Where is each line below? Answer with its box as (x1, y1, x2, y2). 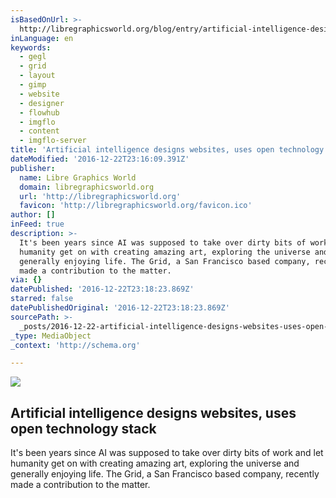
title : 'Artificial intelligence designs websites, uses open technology (10, 145, 325, 155)
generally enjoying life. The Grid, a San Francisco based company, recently (10, 468, 320, 480)
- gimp (19, 80, 47, 90)
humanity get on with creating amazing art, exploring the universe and (10, 457, 300, 470)
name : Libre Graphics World (19, 172, 137, 183)
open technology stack (10, 420, 157, 437)
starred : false (10, 294, 74, 304)
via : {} (10, 275, 43, 285)
